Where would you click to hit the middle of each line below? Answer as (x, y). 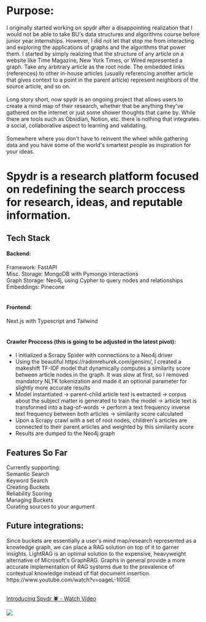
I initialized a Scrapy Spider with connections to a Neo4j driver (94, 355)
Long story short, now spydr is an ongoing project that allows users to (95, 99)
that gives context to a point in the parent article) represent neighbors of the (102, 80)
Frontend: (19, 307)
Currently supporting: (33, 467)
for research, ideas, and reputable (95, 202)
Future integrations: (45, 526)
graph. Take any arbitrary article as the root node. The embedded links (96, 67)
